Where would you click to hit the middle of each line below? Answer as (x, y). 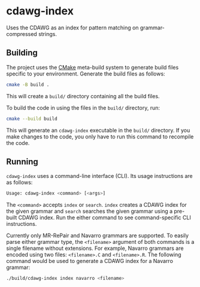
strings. (47, 34)
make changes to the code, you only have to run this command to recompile (100, 137)
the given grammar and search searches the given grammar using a (90, 212)
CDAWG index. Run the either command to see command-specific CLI (105, 217)
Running (22, 161)
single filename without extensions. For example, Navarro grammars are (95, 248)
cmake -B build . (28, 84)
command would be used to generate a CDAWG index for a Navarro (90, 261)
